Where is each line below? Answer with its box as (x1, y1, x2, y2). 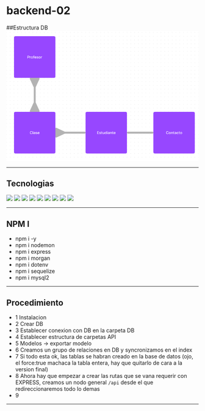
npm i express (15, 248, 51, 256)
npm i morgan (15, 254, 51, 262)
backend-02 (6, 4, 71, 18)
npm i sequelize (15, 267, 56, 275)
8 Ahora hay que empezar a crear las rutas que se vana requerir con (15, 372, 187, 380)
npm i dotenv (15, 261, 49, 268)
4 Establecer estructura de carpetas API (15, 333, 117, 341)
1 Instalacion (15, 314, 47, 321)
